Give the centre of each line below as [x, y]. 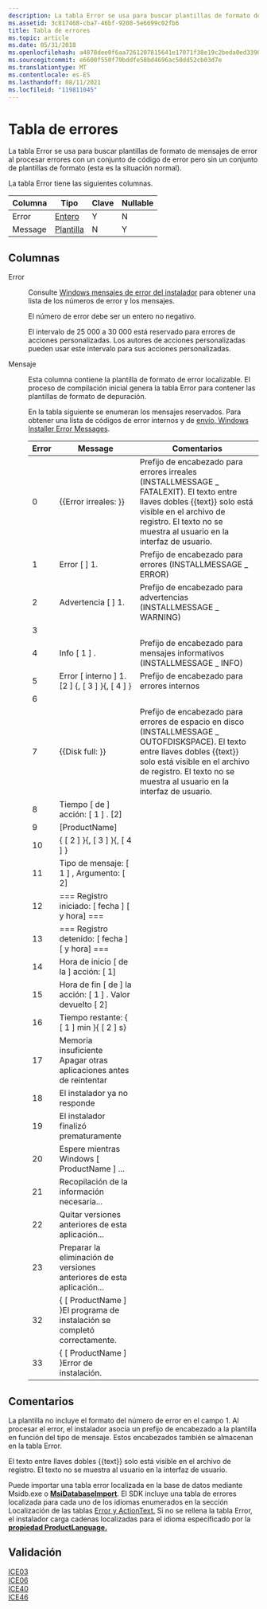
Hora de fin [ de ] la [95, 985]
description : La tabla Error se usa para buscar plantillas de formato [129, 16]
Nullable [138, 203]
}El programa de [89, 1310]
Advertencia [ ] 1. [92, 602]
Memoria [76, 1040]
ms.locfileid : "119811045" [53, 90]
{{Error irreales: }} [92, 502]
